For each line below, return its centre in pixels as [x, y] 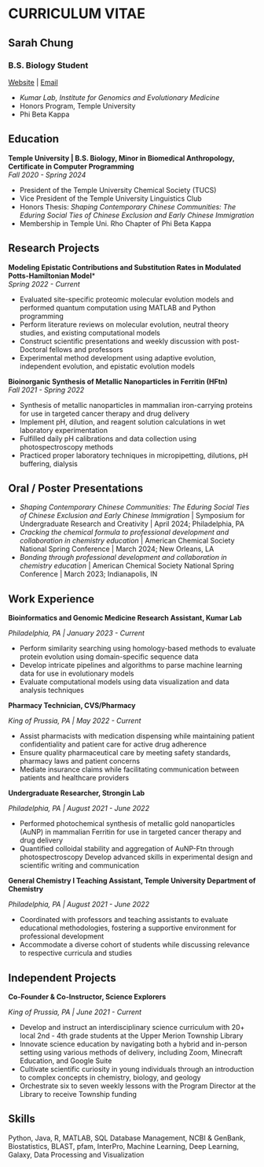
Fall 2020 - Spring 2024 [47, 175]
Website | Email [33, 82]
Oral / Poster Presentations [76, 488]
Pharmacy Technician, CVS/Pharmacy [72, 706]
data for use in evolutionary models [77, 673]
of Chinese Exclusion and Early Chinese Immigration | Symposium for [132, 516]
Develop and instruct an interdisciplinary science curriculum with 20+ [132, 1027]
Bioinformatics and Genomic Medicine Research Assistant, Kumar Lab [125, 618]
